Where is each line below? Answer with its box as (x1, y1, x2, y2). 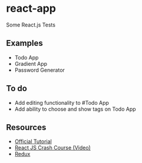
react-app (6, 2, 56, 15)
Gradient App (14, 60, 48, 67)
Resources (6, 122, 47, 132)
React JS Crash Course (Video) (14, 144, 91, 151)
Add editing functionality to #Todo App (14, 99, 109, 106)
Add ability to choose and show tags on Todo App (14, 105, 137, 112)
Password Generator (14, 66, 65, 74)
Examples (6, 38, 43, 48)
